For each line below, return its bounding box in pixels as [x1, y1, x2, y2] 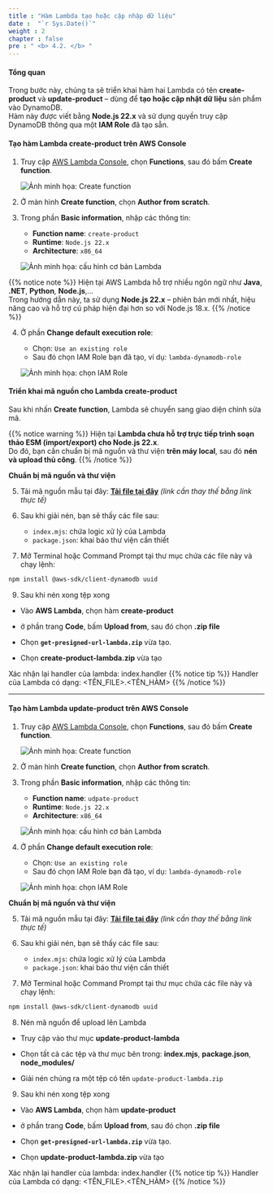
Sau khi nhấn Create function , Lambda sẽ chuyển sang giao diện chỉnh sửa [8, 404, 262, 414]
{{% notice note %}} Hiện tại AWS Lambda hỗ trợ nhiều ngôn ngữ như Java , [8, 277, 262, 287]
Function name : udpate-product [32, 793, 140, 803]
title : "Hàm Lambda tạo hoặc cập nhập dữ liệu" [8, 11, 176, 20]
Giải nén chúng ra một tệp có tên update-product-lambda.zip [19, 1073, 223, 1083]
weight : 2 [8, 27, 45, 35]
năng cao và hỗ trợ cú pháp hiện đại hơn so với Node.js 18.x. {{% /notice [8, 303, 251, 313]
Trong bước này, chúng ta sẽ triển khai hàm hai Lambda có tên [8, 85, 218, 95]
